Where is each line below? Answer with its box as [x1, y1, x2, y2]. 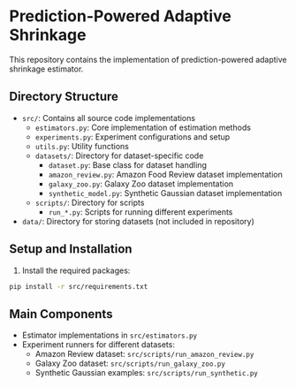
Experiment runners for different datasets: [21, 339, 175, 350]
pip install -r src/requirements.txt [9, 282, 148, 291]
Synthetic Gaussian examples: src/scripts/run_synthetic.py [34, 368, 259, 378]
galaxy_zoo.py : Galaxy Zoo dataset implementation [48, 178, 234, 189]
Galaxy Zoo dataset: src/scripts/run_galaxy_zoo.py [34, 358, 225, 368]
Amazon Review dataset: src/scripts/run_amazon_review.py [34, 349, 254, 360]
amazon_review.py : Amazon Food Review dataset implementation [48, 169, 283, 179]
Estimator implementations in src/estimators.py [21, 330, 197, 341]
